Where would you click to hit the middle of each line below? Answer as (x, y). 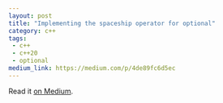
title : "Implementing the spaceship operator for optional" (112, 23)
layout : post (30, 16)
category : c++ (32, 31)
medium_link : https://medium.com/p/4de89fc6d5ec (92, 68)
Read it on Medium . (41, 91)
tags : (17, 38)
